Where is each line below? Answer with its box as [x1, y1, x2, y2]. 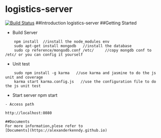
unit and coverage [5, 74, 43, 80]
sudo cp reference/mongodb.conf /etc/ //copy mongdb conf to [14, 48, 152, 53]
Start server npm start [12, 92, 58, 98]
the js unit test [5, 83, 41, 88]
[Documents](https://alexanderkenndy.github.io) [5, 128, 107, 133]
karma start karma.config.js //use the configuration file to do [14, 79, 156, 84]
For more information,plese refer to [5, 123, 83, 129]
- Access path [5, 102, 35, 107]
